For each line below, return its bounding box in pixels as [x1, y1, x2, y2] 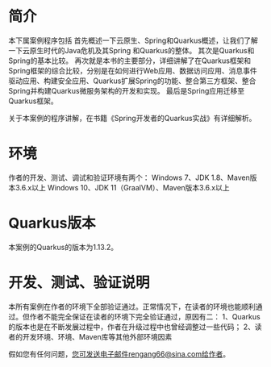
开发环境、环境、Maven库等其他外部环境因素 [22, 332, 173, 341]
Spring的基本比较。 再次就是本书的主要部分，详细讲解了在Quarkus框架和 [8, 56, 252, 65]
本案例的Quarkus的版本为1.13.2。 [8, 242, 119, 252]
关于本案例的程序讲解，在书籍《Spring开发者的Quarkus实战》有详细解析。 [8, 113, 256, 123]
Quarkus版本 [8, 215, 96, 232]
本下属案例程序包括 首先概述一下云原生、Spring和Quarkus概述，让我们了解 [8, 35, 258, 45]
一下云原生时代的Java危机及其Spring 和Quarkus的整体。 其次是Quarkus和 [8, 45, 255, 55]
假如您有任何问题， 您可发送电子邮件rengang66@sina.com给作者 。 [8, 348, 231, 359]
